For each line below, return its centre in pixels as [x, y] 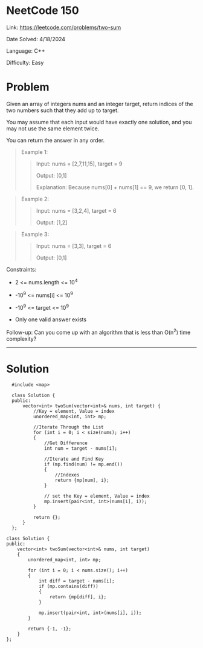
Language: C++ [26, 51]
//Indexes [67, 475]
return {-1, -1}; [50, 629]
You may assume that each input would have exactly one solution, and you [99, 122]
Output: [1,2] [52, 222]
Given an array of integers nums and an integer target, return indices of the [100, 104]
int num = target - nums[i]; [81, 449]
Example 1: [34, 152]
